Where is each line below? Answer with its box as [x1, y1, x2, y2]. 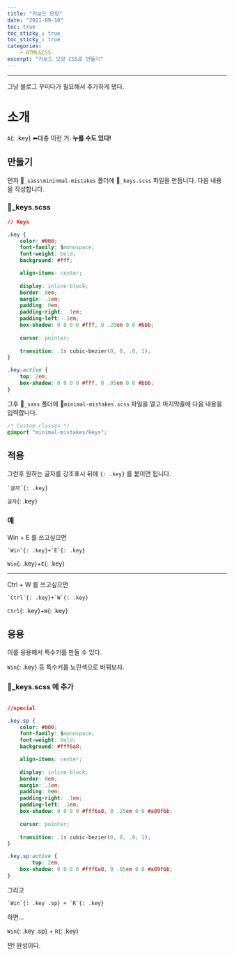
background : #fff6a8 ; [19, 743, 82, 751]
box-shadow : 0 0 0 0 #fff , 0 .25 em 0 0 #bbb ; [19, 322, 155, 329]
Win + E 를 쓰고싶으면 [7, 533, 68, 541]
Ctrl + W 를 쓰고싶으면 [7, 580, 68, 589]
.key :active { [7, 367, 49, 374]
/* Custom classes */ [7, 422, 70, 429]
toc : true [7, 23, 36, 30]
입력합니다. [7, 408, 38, 416]
